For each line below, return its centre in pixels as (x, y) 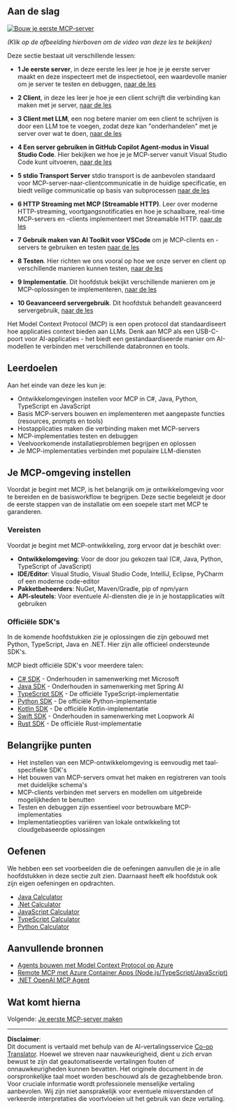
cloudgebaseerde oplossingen (61, 829)
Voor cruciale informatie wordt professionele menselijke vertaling (101, 1084)
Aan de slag (34, 12)
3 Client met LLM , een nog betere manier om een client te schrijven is (118, 118)
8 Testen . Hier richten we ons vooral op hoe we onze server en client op (122, 261)
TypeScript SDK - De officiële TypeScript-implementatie (98, 694)
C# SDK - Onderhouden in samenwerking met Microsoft (98, 679)
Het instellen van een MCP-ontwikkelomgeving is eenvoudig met (111, 762)
